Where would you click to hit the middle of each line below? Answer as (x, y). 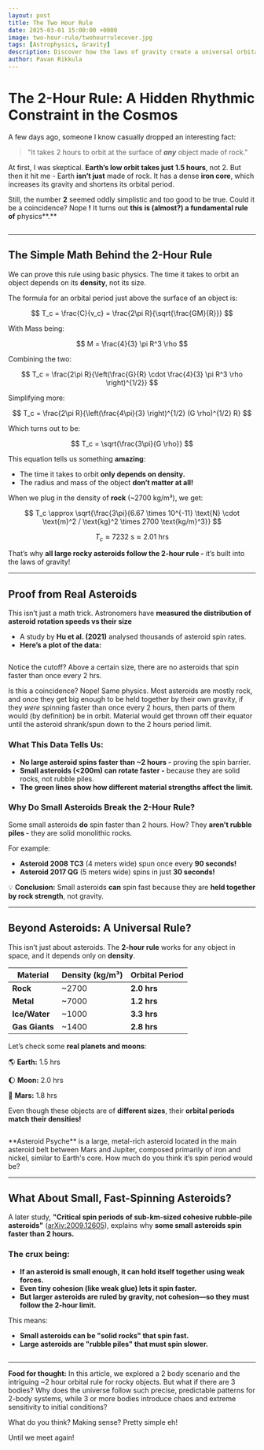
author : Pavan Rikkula (45, 60)
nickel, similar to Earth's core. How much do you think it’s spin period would (130, 1158)
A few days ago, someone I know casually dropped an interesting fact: (122, 137)
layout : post (29, 15)
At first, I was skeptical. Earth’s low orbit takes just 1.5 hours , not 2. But (125, 167)
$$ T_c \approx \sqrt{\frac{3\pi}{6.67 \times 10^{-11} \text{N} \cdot (132, 513)
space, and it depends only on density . (72, 955)
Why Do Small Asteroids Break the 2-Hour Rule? (101, 807)
